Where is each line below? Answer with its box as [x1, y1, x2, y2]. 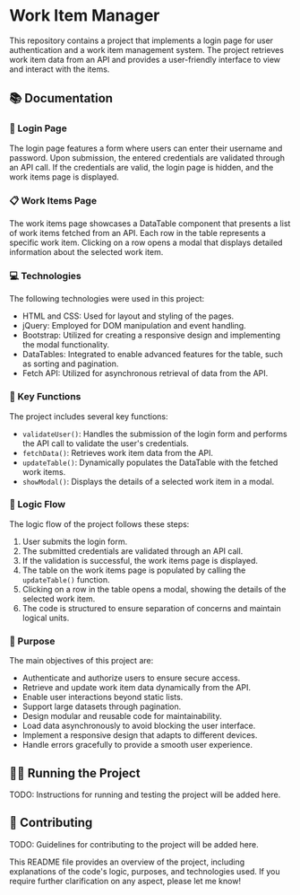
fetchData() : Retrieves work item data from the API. [21, 447, 213, 458]
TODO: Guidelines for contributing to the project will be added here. [9, 838, 259, 849]
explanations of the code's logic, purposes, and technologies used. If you [9, 865, 280, 876]
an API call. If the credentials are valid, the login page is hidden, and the [9, 162, 274, 172]
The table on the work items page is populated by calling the [21, 565, 246, 575]
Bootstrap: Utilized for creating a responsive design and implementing [21, 329, 280, 341]
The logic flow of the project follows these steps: [9, 518, 190, 530]
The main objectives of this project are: [9, 655, 154, 666]
